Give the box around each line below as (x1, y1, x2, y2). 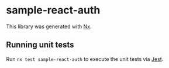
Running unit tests (6, 40, 74, 50)
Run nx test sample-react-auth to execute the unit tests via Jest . (6, 55, 164, 62)
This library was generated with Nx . (6, 23, 92, 30)
